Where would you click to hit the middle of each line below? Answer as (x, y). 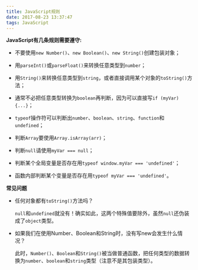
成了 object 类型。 (36, 221)
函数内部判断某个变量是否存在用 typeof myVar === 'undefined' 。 (93, 176)
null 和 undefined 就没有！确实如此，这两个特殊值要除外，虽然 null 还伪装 (102, 213)
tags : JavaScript (27, 22)
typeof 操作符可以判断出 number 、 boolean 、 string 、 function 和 (90, 118)
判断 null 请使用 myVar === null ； (54, 150)
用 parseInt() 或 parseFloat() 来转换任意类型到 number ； (80, 65)
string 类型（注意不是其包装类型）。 (113, 261)
